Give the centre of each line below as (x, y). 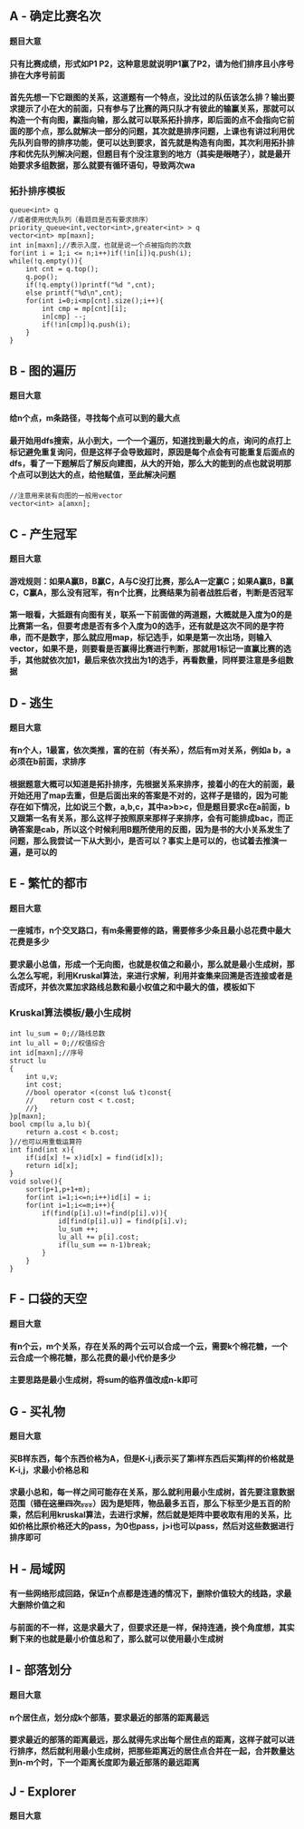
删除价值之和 (41, 1605)
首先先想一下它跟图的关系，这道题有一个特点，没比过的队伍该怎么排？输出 (148, 97)
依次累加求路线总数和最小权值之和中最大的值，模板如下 (152, 987)
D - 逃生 (31, 702)
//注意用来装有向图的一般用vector (66, 496)
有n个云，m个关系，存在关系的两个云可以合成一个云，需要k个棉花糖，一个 (148, 1346)
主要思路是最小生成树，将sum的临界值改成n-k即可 (104, 1380)
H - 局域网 (38, 1568)
